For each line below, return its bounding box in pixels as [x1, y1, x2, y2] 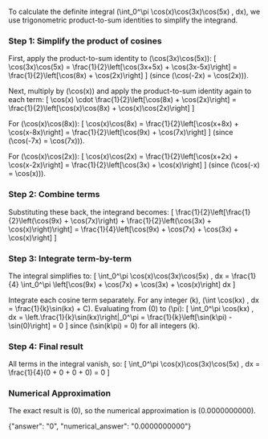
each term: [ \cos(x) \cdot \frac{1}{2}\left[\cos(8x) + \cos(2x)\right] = [8, 95, 237, 105]
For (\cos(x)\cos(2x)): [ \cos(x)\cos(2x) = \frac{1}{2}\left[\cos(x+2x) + [8, 152, 239, 162]
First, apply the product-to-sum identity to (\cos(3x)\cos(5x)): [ [8, 54, 217, 64]
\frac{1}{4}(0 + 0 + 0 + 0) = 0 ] [8, 367, 110, 377]
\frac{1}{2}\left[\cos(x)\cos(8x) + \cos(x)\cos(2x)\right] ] [8, 104, 195, 113]
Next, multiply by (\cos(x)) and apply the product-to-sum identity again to [8, 86, 252, 96]
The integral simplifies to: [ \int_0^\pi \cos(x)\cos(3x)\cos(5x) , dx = [8, 271, 230, 281]
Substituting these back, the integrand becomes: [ [8, 207, 174, 216]
